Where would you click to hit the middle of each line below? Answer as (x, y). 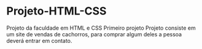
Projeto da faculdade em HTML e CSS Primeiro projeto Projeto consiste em (101, 28)
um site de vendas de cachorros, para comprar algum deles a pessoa (94, 34)
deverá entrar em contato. (39, 41)
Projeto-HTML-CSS (56, 11)
